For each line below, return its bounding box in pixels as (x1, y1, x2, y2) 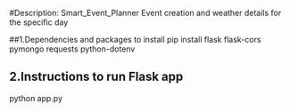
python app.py (9, 92, 63, 103)
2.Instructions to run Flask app (9, 69, 184, 84)
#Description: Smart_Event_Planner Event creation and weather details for (9, 8, 282, 18)
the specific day (9, 17, 69, 28)
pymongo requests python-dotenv (9, 44, 136, 54)
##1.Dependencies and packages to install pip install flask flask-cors (9, 35, 261, 44)
